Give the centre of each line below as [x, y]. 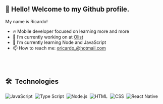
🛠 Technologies [32, 82]
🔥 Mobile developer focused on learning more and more [71, 31]
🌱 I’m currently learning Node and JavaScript [59, 42]
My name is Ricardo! [26, 21]
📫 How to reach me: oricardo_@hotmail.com [59, 48]
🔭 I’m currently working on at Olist [48, 37]
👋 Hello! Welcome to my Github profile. [67, 9]
